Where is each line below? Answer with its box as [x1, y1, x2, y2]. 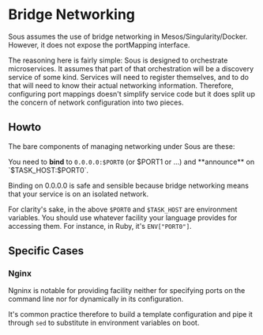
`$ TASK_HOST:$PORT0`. [8, 165, 89, 175]
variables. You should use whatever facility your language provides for [8, 212, 238, 223]
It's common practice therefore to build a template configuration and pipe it [8, 310, 253, 319]
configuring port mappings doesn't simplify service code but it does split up [8, 89, 255, 98]
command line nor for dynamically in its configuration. [8, 295, 184, 304]
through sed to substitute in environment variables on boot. [8, 318, 200, 328]
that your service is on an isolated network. [8, 188, 149, 199]
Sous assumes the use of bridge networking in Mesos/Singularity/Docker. [8, 32, 248, 41]
